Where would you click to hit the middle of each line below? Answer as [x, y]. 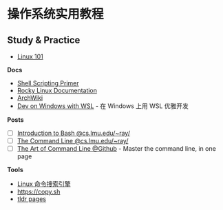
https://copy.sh [39, 192]
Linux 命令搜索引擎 [44, 184]
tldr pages [32, 199]
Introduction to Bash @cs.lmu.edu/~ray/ [74, 133]
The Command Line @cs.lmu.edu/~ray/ [73, 141]
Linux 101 [30, 56]
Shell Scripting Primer [48, 83]
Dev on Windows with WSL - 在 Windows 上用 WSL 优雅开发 [103, 106]
